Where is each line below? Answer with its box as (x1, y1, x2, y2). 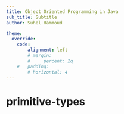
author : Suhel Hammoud (6, 20, 63, 26)
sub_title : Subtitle (6, 14, 58, 20)
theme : (6, 30, 23, 36)
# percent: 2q (27, 58, 73, 64)
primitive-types (6, 94, 85, 108)
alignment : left (27, 47, 68, 53)
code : (17, 42, 31, 47)
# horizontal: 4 (27, 69, 68, 75)
